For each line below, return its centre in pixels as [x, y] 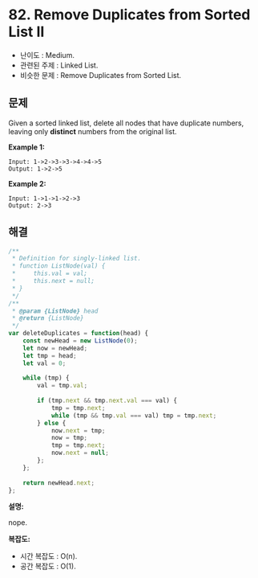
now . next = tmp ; [78, 430]
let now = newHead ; [55, 348]
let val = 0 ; [44, 363]
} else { [52, 423]
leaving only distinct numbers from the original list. [93, 131]
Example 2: [27, 183]
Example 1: [27, 147]
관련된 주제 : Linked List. [59, 65]
